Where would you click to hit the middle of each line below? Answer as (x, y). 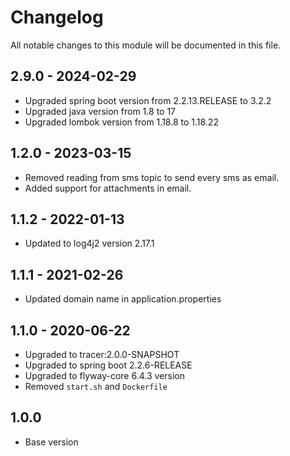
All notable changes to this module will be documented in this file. (146, 45)
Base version (51, 442)
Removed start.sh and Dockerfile (96, 386)
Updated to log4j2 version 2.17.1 (89, 243)
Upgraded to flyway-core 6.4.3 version (104, 375)
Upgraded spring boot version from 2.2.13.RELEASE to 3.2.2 (148, 100)
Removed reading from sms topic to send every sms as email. (152, 177)
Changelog (57, 17)
